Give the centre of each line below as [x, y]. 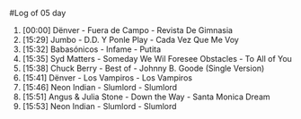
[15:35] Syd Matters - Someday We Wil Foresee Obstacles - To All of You [157, 59]
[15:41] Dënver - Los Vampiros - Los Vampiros [107, 78]
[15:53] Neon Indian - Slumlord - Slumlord [99, 106]
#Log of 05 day [38, 13]
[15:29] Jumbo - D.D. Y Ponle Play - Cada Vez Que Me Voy [131, 40]
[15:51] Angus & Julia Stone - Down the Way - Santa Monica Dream [146, 97]
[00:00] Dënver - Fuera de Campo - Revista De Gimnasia [128, 30]
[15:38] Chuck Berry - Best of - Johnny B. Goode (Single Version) [143, 68]
